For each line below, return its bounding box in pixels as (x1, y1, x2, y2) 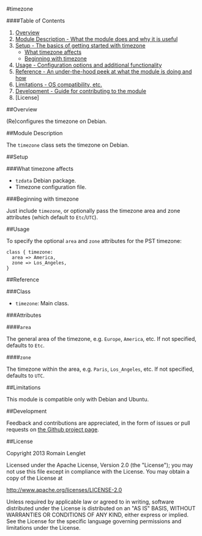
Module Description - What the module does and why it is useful (15, 35, 178, 42)
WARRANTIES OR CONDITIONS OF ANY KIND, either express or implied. (6, 511, 189, 518)
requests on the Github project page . (6, 426, 99, 433)
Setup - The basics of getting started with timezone (15, 42, 146, 49)
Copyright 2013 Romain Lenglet (6, 450, 86, 456)
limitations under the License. (6, 524, 81, 531)
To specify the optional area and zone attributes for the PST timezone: (6, 237, 182, 244)
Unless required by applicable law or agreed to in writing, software (6, 498, 174, 505)
